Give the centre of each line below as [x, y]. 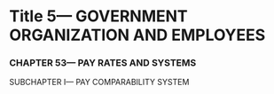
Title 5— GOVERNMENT [98, 16]
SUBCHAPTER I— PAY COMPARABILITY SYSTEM [99, 82]
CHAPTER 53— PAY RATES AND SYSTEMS [103, 63]
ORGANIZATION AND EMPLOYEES [137, 35]
